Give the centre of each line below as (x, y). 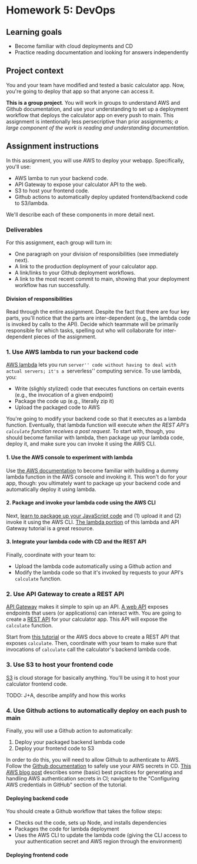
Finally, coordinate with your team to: (51, 555)
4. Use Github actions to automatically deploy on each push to (96, 710)
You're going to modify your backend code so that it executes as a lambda (96, 419)
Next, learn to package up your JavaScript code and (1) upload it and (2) (94, 516)
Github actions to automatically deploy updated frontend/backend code (101, 197)
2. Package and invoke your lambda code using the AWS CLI (81, 503)
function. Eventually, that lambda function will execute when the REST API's (98, 425)
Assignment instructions (52, 146)
